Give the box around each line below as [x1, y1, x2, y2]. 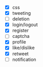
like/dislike [12, 44, 35, 51]
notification [12, 56, 36, 62]
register [12, 28, 29, 34]
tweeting [12, 10, 31, 16]
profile [12, 39, 26, 45]
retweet [12, 51, 29, 57]
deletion [12, 16, 30, 22]
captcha [12, 33, 30, 39]
